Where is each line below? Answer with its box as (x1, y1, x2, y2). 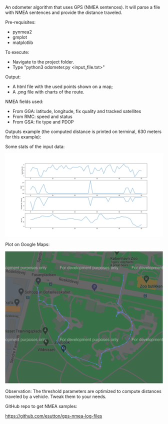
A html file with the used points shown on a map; (12, 83, 113, 89)
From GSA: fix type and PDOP (12, 119, 74, 124)
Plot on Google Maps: (5, 241, 50, 247)
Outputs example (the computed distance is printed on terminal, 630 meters (5, 128, 161, 134)
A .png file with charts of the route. (12, 89, 84, 94)
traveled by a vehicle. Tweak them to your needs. (5, 393, 106, 399)
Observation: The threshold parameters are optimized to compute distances (5, 388, 161, 394)
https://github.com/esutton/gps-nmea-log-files (5, 413, 102, 419)
